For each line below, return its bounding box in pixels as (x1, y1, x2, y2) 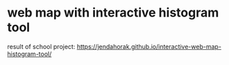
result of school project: (7, 42, 76, 50)
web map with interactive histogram (7, 5, 219, 21)
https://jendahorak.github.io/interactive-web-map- (76, 42, 222, 50)
